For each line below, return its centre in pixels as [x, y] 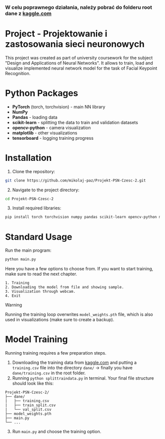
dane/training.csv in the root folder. [49, 373]
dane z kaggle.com [28, 13]
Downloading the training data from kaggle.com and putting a [74, 362]
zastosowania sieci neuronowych [75, 44]
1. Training [17, 283]
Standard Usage [39, 237]
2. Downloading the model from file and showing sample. [65, 287]
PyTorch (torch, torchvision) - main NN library [59, 106]
